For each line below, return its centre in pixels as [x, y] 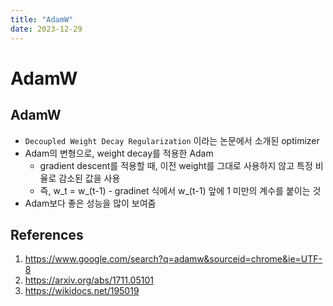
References [47, 234]
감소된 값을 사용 [89, 178]
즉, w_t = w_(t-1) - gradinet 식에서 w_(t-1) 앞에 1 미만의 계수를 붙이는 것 [180, 190]
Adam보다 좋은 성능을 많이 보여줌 [90, 203]
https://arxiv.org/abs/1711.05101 [89, 280]
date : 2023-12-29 [46, 29]
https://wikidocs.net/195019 [82, 291]
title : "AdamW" [42, 19]
